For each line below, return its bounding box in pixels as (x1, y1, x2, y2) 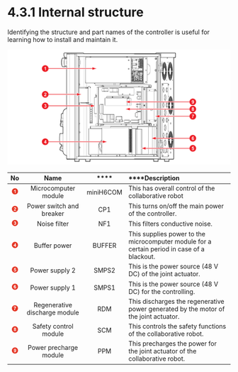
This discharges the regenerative (128, 297, 225, 305)
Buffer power (33, 241, 72, 249)
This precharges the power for (128, 339, 217, 348)
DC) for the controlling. (128, 287, 195, 295)
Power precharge (28, 343, 79, 351)
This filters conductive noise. (128, 219, 212, 228)
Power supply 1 (30, 283, 76, 292)
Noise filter (36, 219, 69, 228)
